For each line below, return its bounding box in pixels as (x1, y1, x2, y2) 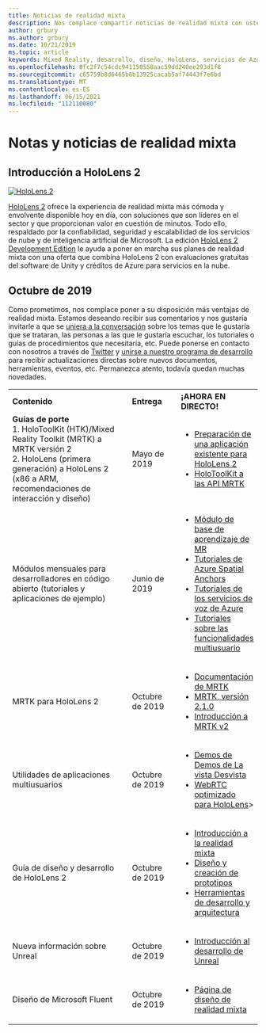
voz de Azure (194, 603, 244, 614)
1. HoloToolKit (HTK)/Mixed (12, 423, 115, 434)
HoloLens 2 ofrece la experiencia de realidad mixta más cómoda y (8, 202, 224, 212)
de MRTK (194, 680, 230, 692)
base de (194, 524, 225, 535)
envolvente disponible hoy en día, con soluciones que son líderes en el (8, 211, 239, 220)
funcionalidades (194, 632, 254, 643)
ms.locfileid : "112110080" (8, 100, 97, 108)
